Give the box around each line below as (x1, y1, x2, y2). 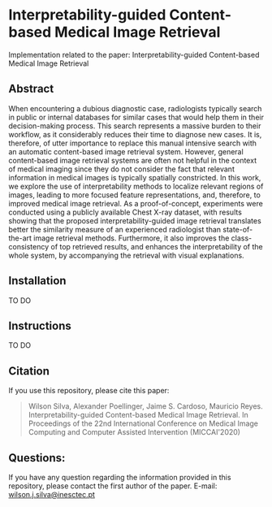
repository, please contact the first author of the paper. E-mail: (8, 481, 218, 491)
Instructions (8, 318, 71, 332)
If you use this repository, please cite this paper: (8, 386, 170, 396)
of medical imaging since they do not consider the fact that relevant (8, 164, 235, 174)
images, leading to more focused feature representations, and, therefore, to (8, 189, 261, 200)
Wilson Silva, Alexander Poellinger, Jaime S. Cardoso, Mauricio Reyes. (28, 401, 264, 411)
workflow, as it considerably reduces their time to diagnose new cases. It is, (8, 129, 262, 139)
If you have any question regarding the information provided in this (8, 473, 231, 482)
